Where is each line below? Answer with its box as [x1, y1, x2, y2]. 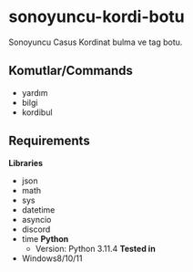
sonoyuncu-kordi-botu [8, 6, 185, 27]
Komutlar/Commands [8, 63, 134, 78]
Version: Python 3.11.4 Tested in [35, 243, 156, 254]
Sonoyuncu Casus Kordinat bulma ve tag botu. [8, 37, 183, 47]
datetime [21, 204, 56, 215]
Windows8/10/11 [21, 253, 83, 264]
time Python [21, 233, 69, 244]
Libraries [8, 157, 43, 168]
